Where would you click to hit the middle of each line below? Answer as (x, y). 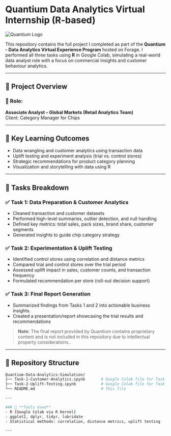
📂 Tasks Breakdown (37, 188)
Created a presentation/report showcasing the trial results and (78, 316)
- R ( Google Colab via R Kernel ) (41, 412)
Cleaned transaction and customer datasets (59, 213)
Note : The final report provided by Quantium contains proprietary (86, 331)
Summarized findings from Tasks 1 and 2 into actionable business (81, 305)
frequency (23, 276)
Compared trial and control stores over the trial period (69, 265)
